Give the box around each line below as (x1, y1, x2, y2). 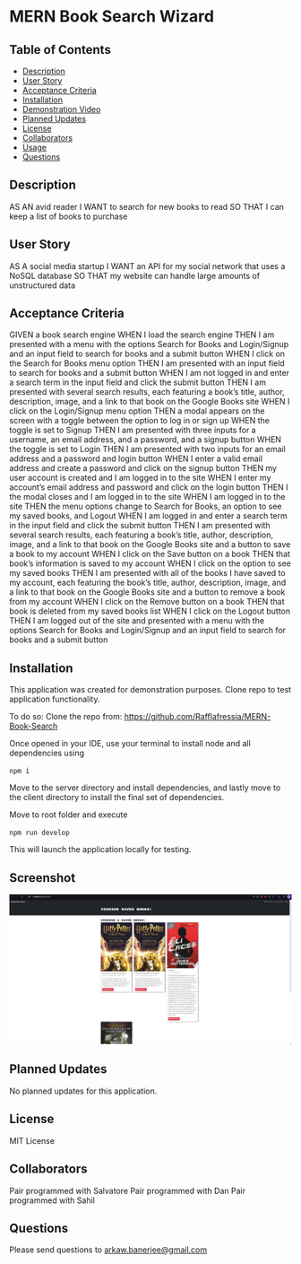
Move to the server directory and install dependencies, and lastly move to (9, 782, 281, 793)
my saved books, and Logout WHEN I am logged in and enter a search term (9, 510, 288, 521)
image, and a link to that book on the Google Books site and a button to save (9, 539, 291, 550)
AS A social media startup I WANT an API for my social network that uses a (9, 260, 286, 271)
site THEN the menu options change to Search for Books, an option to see (9, 501, 282, 512)
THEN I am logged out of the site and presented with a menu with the (9, 615, 265, 626)
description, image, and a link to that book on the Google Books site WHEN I (9, 397, 290, 407)
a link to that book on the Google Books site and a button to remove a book (9, 587, 286, 597)
